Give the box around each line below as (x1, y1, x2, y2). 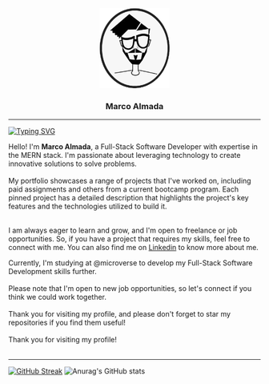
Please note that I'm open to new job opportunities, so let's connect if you (8, 284, 252, 293)
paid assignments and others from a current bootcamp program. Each (8, 184, 239, 194)
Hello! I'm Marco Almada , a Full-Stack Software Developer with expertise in (8, 142, 259, 152)
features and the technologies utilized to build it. (8, 201, 167, 212)
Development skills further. (8, 267, 98, 277)
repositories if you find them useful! (8, 317, 126, 328)
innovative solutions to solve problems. (8, 159, 138, 168)
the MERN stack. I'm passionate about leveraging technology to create (8, 151, 241, 160)
